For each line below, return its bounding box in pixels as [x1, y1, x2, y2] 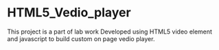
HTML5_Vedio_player [7, 5, 132, 21]
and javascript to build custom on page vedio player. [7, 34, 155, 42]
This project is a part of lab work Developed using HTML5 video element [7, 27, 213, 36]
